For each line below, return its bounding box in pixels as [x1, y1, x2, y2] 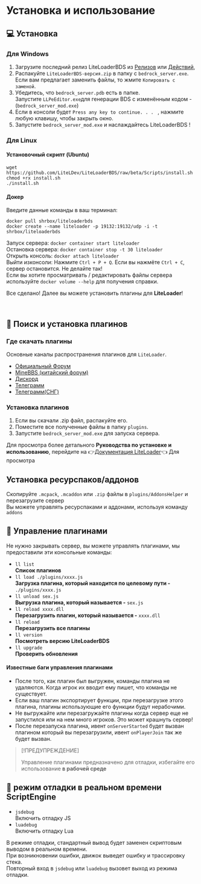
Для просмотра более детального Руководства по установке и [6, 442, 172, 449]
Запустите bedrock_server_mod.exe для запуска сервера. [14, 430, 160, 437]
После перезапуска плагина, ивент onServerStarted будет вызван [14, 723, 184, 730]
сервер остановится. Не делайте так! [6, 265, 103, 273]
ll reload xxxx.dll [14, 606, 65, 612]
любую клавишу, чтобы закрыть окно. [14, 114, 113, 121]
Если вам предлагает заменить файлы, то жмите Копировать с [14, 76, 176, 83]
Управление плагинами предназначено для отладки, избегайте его [21, 759, 195, 766]
